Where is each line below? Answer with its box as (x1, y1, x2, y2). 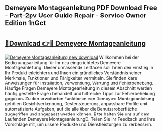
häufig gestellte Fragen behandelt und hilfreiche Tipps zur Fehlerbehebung (5, 91, 155, 96)
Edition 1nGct (5, 19, 46, 27)
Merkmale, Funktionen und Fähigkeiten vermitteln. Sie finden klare (5, 75, 137, 81)
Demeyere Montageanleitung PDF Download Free (5, 4, 157, 12)
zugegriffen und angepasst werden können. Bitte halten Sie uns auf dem (5, 111, 150, 117)
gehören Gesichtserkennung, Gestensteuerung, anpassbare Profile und (5, 101, 148, 106)
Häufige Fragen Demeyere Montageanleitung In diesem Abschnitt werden (5, 85, 152, 91)
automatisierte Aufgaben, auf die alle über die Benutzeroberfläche (5, 106, 137, 112)
